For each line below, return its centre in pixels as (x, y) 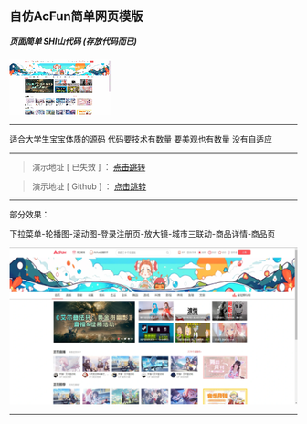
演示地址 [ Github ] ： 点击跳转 (89, 186)
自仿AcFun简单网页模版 (76, 16)
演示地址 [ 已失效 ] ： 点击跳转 (89, 167)
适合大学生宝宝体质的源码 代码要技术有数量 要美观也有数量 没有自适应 (141, 139)
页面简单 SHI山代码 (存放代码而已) (73, 41)
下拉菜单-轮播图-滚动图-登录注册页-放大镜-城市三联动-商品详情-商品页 (143, 234)
